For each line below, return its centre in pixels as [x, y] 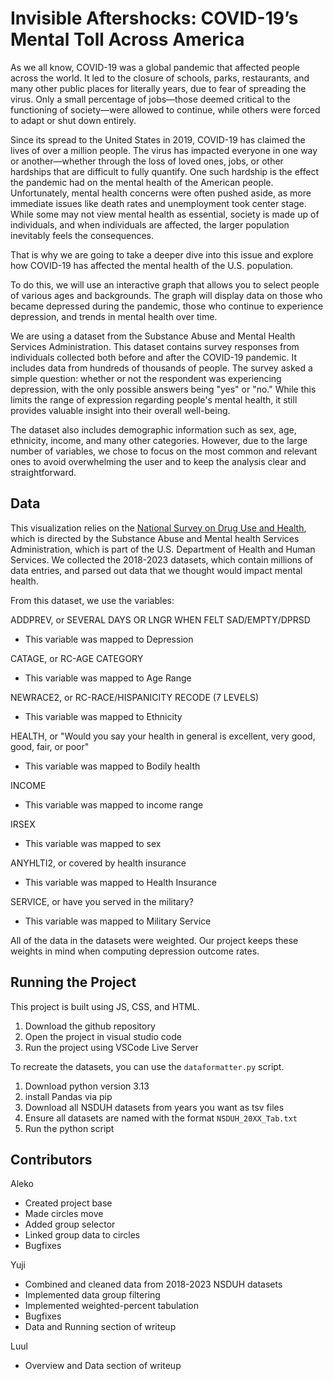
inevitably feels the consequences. [82, 235]
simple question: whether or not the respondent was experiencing [146, 378]
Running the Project [73, 982]
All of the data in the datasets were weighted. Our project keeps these [154, 940]
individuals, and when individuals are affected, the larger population [150, 224]
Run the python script [69, 1128]
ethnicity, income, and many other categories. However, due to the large [159, 440]
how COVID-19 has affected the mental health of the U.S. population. [152, 265]
